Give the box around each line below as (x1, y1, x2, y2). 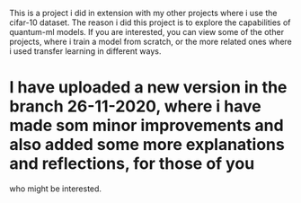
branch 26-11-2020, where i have (9, 96, 262, 117)
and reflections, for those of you (9, 154, 255, 174)
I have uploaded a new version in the (9, 77, 288, 98)
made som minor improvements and (9, 116, 285, 136)
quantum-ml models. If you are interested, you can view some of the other (9, 27, 285, 37)
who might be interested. (9, 183, 102, 194)
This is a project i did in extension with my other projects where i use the (9, 8, 278, 18)
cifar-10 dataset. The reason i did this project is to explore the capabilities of (9, 17, 291, 28)
